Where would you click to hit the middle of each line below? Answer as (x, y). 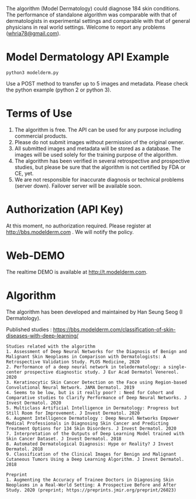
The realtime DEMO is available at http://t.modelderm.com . (77, 271)
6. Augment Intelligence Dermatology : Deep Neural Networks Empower (93, 418)
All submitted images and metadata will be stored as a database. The (98, 148)
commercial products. (41, 136)
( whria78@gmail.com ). (33, 33)
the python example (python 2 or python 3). (59, 90)
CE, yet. (24, 173)
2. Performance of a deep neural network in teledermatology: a (86, 367)
